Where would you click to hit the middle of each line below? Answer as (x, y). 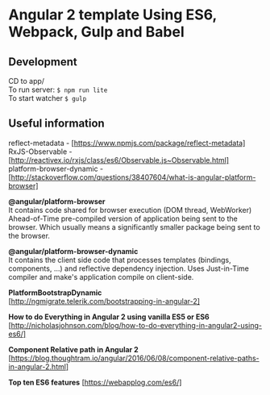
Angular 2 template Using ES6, (113, 15)
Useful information (56, 124)
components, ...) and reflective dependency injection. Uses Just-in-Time (129, 268)
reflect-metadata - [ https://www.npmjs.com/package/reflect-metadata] (127, 143)
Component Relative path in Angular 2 (73, 349)
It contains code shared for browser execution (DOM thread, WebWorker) (130, 210)
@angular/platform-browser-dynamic (73, 251)
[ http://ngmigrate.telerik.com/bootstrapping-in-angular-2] (104, 301)
